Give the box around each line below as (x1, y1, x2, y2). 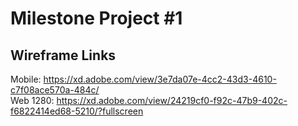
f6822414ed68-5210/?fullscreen (10, 105, 144, 117)
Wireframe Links (10, 47, 117, 64)
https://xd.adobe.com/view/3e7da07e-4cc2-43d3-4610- (43, 73, 277, 85)
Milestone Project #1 (10, 7, 183, 30)
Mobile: (10, 73, 42, 85)
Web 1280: (10, 95, 55, 106)
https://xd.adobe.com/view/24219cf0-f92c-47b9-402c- (56, 95, 288, 106)
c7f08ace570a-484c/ (10, 84, 100, 96)
